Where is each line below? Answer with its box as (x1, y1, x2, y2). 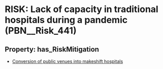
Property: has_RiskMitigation (5, 45, 100, 53)
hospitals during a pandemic (5, 14, 128, 26)
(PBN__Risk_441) (5, 25, 77, 36)
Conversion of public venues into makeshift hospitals (12, 58, 123, 64)
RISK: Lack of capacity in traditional (5, 4, 158, 15)
